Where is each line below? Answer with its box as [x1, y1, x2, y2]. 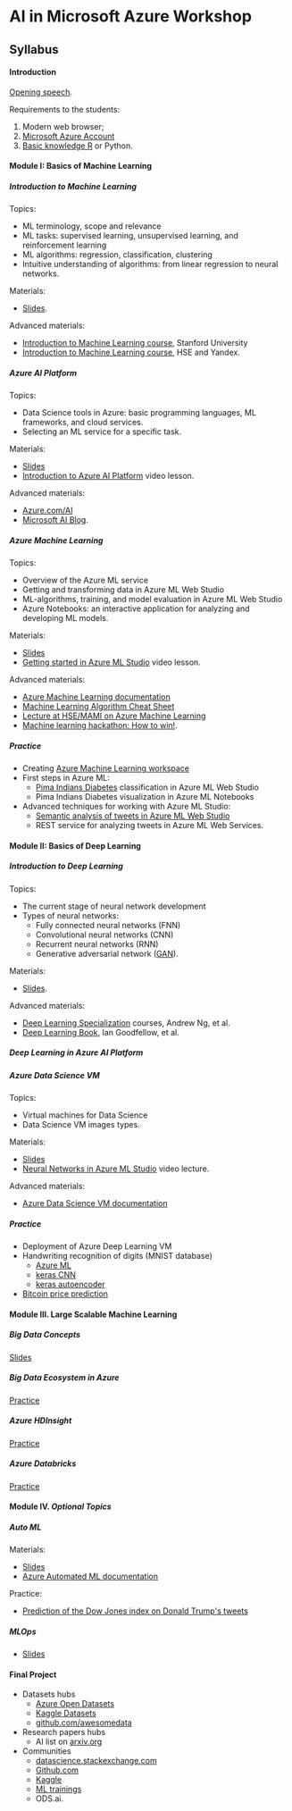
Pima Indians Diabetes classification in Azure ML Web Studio [35, 782, 259, 792]
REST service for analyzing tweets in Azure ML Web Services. [35, 820, 264, 831]
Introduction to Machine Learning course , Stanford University [21, 338, 248, 348]
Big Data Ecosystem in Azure [9, 1372, 120, 1383]
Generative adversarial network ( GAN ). [35, 948, 179, 959]
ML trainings [35, 1784, 82, 1795]
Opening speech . [9, 87, 73, 97]
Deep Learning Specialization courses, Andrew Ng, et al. [21, 1017, 230, 1028]
